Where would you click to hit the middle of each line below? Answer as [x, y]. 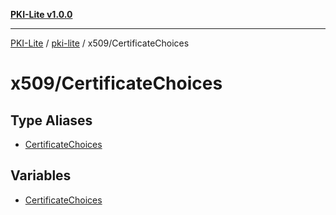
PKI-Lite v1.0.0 [41, 14]
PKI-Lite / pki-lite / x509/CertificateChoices [100, 43]
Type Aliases [51, 120]
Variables [41, 175]
